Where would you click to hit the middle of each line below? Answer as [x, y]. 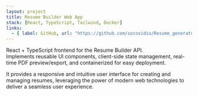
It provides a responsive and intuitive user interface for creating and [88, 74]
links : [14, 28]
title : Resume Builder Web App [44, 17]
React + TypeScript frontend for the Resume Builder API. [75, 50]
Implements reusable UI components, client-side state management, [89, 57]
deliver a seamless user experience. [50, 87]
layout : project [26, 11]
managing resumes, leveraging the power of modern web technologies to [95, 81]
